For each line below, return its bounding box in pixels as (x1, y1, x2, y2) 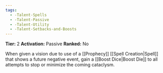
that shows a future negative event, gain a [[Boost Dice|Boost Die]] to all (5, 56, 158, 62)
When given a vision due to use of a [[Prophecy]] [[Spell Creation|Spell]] (5, 51, 159, 57)
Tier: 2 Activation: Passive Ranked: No (5, 41, 89, 47)
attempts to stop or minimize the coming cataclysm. (5, 62, 115, 68)
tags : (5, 7, 17, 13)
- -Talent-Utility (10, 22, 50, 27)
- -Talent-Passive (10, 17, 50, 22)
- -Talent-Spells (10, 12, 47, 17)
